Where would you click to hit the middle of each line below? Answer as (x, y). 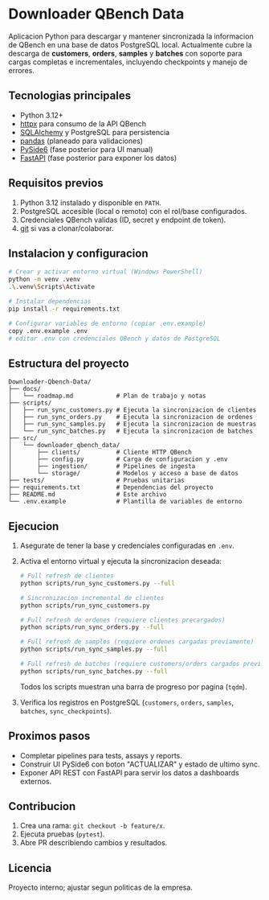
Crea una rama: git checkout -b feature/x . (92, 826)
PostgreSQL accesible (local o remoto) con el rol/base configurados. (133, 211)
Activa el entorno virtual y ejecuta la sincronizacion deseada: (121, 561)
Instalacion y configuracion (78, 253)
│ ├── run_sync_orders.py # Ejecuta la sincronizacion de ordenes (130, 417)
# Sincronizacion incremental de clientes (92, 598)
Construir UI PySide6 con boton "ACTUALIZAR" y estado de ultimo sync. (140, 764)
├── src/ (23, 438)
